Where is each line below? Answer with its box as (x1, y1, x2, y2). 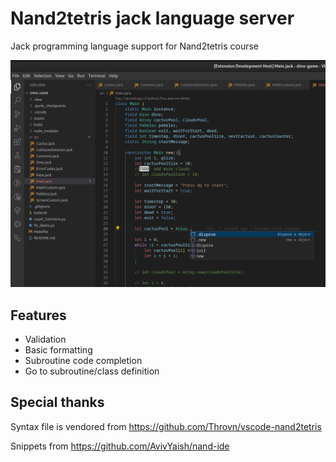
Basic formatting (24, 343, 93, 356)
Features (10, 307, 67, 324)
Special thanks (10, 394, 105, 411)
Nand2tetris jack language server (10, 7, 295, 30)
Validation (24, 333, 67, 345)
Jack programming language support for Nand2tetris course (10, 40, 260, 52)
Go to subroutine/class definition (24, 365, 160, 377)
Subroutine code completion (24, 354, 143, 366)
